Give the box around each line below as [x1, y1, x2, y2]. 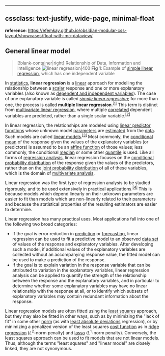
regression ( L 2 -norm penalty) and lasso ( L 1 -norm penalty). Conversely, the [5, 329, 156, 335]
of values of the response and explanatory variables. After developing [12, 241, 154, 247]
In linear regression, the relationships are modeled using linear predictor [5, 122, 151, 128]
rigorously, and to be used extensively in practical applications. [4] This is [5, 185, 152, 192]
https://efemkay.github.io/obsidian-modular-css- [27, 27, 127, 33]
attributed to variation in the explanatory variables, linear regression [12, 267, 150, 273]
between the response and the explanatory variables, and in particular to [12, 278, 160, 284]
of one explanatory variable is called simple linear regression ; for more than [5, 95, 158, 101]
